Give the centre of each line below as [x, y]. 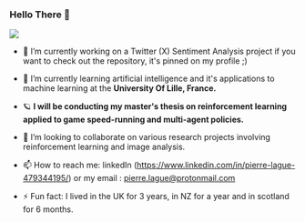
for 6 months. [48, 209]
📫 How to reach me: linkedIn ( [80, 165]
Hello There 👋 [40, 15]
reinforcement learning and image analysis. [104, 147]
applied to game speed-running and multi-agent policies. [133, 120]
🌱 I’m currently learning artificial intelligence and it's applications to [148, 79]
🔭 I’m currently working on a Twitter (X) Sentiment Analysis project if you [159, 51]
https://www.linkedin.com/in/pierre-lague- [216, 165]
